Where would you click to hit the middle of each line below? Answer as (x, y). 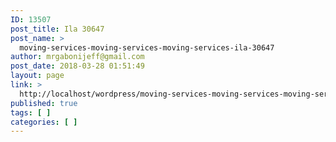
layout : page (37, 76)
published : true (44, 103)
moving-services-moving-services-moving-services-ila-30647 (147, 47)
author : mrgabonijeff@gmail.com (77, 57)
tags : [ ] (31, 112)
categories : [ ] (44, 122)
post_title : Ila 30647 (57, 29)
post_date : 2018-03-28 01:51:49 (77, 66)
